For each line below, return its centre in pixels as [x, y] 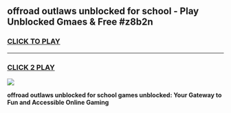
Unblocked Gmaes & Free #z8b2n [80, 22]
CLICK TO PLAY [34, 42]
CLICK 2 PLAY [31, 67]
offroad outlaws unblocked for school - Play [103, 11]
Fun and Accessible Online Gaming [58, 102]
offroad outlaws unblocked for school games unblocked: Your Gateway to [114, 95]
